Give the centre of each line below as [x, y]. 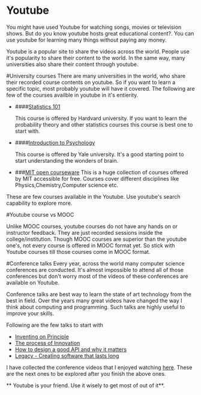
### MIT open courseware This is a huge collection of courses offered [101, 172]
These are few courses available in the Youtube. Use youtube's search [94, 196]
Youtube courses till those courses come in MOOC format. [78, 252]
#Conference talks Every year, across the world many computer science [95, 263]
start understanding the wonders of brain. [67, 160]
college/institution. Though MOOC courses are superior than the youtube [97, 239]
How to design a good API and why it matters [71, 349]
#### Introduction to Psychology [55, 142]
